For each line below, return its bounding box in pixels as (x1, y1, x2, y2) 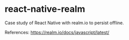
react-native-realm (4, 3, 85, 15)
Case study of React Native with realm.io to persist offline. (4, 20, 124, 26)
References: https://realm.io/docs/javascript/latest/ (4, 29, 110, 35)
